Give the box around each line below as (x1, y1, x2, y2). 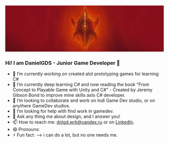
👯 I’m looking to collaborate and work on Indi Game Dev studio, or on (12, 97, 155, 103)
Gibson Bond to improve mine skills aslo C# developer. (12, 92, 126, 98)
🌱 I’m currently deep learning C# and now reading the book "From (12, 81, 149, 88)
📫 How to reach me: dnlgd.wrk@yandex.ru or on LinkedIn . (12, 119, 135, 125)
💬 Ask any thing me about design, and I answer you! (12, 113, 121, 119)
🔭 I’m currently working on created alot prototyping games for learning (12, 71, 159, 77)
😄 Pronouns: (12, 126, 40, 132)
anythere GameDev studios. (12, 103, 70, 109)
